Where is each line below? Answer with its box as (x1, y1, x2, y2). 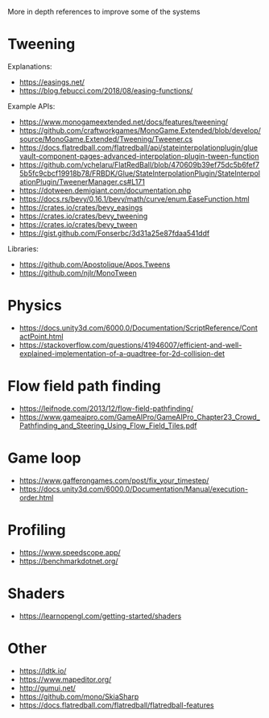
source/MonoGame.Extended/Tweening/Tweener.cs (19, 134, 193, 143)
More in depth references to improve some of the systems (7, 7, 201, 16)
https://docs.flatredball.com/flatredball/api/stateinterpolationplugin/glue (19, 143, 259, 152)
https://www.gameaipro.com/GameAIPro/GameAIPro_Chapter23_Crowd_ (19, 412, 261, 421)
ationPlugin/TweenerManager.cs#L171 (19, 176, 146, 186)
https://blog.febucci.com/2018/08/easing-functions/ (19, 85, 193, 95)
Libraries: (7, 243, 39, 253)
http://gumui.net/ (19, 683, 76, 692)
